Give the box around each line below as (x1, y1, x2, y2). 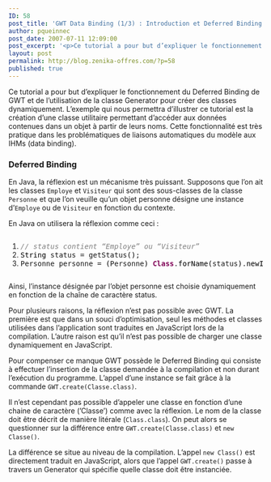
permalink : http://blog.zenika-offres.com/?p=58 (8, 58, 176, 66)
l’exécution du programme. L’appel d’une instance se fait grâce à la (8, 373, 231, 383)
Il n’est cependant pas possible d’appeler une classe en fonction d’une (8, 398, 243, 407)
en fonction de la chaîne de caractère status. (8, 290, 158, 300)
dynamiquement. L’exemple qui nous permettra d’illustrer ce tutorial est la (8, 104, 253, 113)
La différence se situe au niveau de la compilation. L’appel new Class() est (8, 447, 256, 458)
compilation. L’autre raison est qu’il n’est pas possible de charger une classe (8, 331, 263, 341)
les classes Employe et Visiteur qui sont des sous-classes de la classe (8, 186, 243, 195)
